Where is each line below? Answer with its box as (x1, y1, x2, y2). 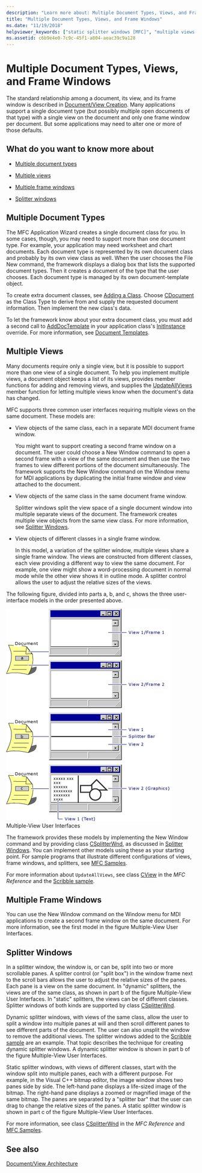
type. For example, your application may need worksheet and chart (6, 241, 173, 248)
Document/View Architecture (6, 1160, 78, 1167)
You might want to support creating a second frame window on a (14, 442, 176, 449)
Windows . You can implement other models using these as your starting (6, 846, 185, 854)
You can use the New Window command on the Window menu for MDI (6, 911, 181, 918)
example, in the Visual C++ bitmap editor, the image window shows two (6, 1077, 183, 1084)
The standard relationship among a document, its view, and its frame (6, 95, 176, 102)
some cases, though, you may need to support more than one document (6, 235, 186, 242)
